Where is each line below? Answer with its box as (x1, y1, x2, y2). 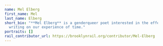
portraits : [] (4, 29, 34, 34)
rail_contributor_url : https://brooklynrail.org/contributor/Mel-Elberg (4, 34, 155, 39)
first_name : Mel (4, 11, 37, 16)
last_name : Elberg (4, 16, 42, 21)
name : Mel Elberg (4, 7, 40, 12)
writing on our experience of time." (9, 25, 86, 30)
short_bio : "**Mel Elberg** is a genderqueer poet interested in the (4, 20, 149, 25)
